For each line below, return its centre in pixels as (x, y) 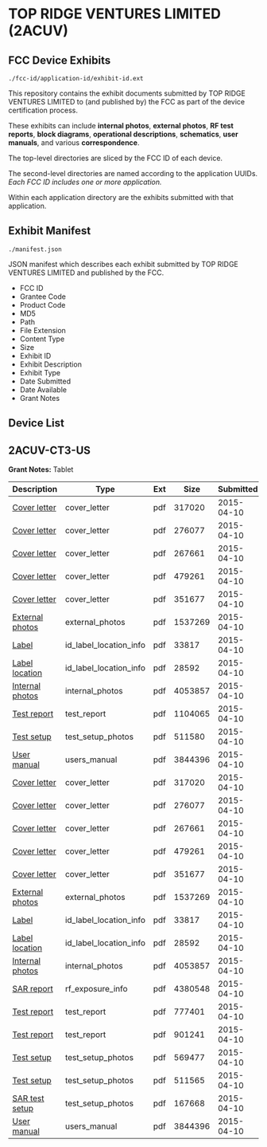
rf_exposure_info (96, 989)
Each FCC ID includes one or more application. (85, 182)
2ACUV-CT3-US (50, 450)
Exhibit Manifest (50, 231)
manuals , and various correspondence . (74, 143)
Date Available (43, 389)
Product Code (43, 304)
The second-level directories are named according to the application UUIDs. (133, 173)
